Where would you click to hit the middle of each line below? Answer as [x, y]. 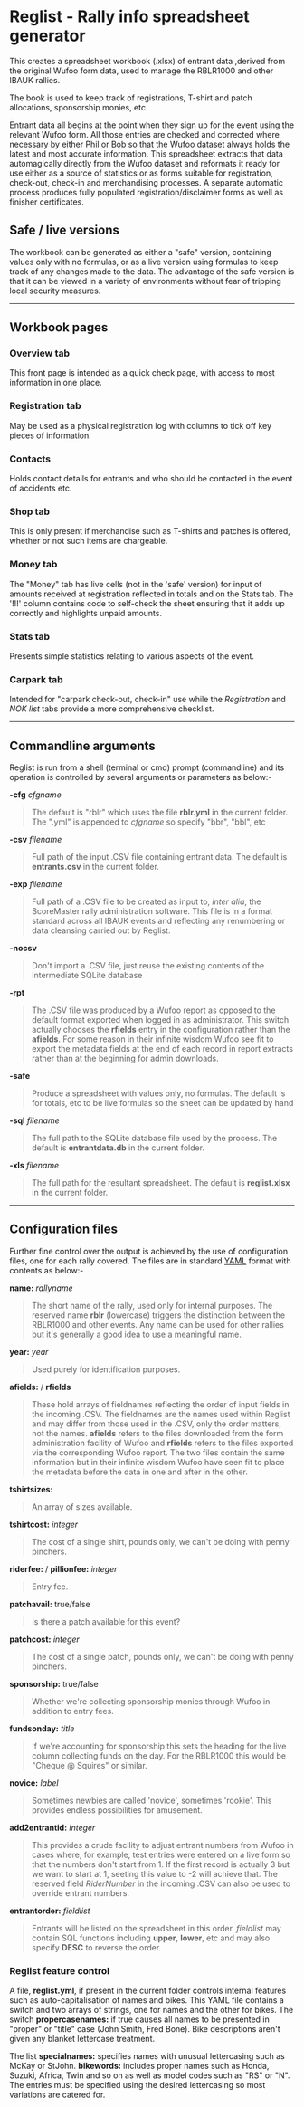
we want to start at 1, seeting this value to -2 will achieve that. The [155, 1873]
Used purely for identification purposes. [106, 1369]
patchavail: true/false [50, 1604]
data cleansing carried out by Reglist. [101, 930]
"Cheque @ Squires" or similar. [89, 1765]
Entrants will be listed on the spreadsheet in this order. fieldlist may [157, 1928]
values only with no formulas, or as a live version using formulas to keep [144, 262]
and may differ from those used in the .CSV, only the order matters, [157, 1424]
